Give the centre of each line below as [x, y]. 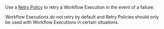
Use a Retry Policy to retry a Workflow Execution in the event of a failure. [80, 7]
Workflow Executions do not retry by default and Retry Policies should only [82, 17]
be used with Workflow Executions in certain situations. [62, 22]
